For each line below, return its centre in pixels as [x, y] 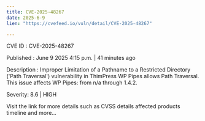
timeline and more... [32, 113]
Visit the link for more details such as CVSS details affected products [93, 106]
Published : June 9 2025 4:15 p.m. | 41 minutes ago [71, 58]
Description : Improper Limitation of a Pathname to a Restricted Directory [99, 70]
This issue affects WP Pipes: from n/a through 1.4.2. [72, 82]
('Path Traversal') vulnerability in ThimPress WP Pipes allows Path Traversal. [103, 76]
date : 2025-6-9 [26, 18]
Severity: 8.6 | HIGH [32, 95]
